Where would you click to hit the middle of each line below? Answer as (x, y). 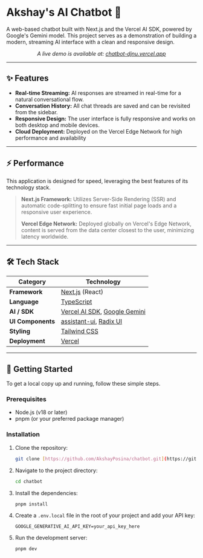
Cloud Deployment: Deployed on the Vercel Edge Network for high (98, 131)
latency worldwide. (45, 236)
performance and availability (50, 138)
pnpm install (31, 504)
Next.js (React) (82, 292)
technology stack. (29, 187)
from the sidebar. (37, 112)
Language (24, 302)
